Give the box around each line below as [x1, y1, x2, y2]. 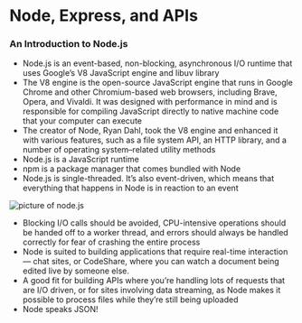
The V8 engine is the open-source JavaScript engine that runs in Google [22, 78, 294, 88]
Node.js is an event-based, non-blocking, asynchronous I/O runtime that [22, 58, 293, 69]
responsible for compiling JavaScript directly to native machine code [22, 106, 279, 117]
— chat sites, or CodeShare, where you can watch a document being [22, 256, 280, 267]
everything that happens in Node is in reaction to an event [22, 182, 239, 194]
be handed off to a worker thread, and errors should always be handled [22, 227, 289, 238]
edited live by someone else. [22, 265, 129, 276]
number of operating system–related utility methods [22, 144, 216, 155]
